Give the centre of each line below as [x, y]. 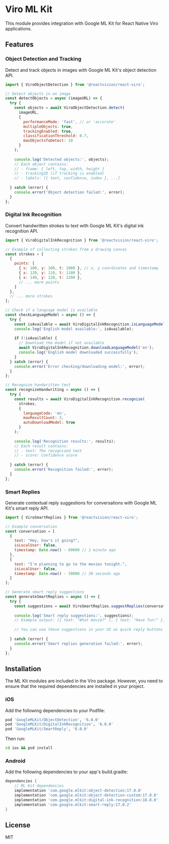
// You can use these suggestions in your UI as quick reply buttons [89, 630]
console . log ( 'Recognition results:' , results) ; [65, 441]
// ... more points [39, 282]
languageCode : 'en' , [45, 413]
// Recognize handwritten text [38, 385]
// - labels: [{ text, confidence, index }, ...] [67, 178]
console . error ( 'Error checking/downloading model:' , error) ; [79, 366]
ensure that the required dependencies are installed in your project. [75, 686]
